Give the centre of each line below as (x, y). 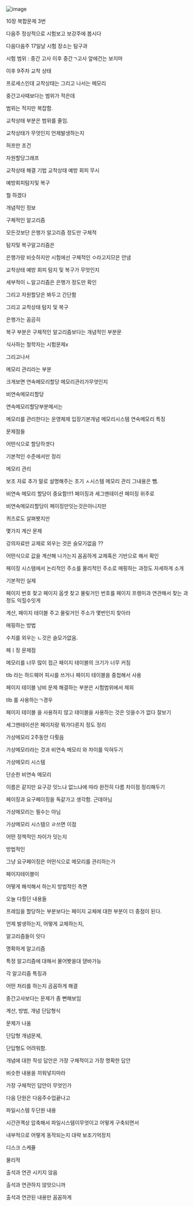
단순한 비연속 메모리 (29, 774)
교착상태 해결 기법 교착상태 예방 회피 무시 (53, 170)
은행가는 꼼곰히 (23, 319)
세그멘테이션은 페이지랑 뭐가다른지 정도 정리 (56, 725)
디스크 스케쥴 (21, 1147)
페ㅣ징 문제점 (21, 650)
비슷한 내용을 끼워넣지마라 (36, 1073)
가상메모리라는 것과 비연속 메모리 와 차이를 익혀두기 (65, 750)
